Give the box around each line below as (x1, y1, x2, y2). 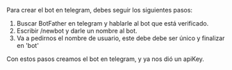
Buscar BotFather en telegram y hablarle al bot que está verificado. (16, 19, 209, 27)
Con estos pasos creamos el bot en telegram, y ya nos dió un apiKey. (6, 55, 204, 63)
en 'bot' (16, 42, 40, 49)
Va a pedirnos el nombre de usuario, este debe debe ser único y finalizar (16, 34, 225, 42)
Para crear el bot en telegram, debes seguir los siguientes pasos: (6, 6, 192, 14)
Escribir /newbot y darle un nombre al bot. (16, 27, 138, 35)
